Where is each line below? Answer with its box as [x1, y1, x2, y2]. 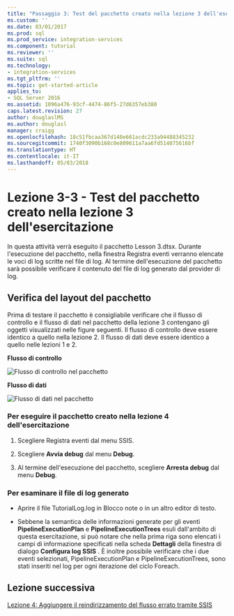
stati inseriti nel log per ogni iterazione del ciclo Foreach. [17, 562, 180, 571]
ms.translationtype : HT [7, 147, 77, 153]
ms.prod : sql [7, 29, 45, 37]
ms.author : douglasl [7, 120, 68, 128]
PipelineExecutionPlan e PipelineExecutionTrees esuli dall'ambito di [17, 525, 216, 534]
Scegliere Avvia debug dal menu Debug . [17, 449, 135, 458]
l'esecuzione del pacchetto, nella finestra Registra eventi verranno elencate [7, 249, 224, 258]
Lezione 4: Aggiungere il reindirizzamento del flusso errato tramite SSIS [7, 601, 212, 609]
